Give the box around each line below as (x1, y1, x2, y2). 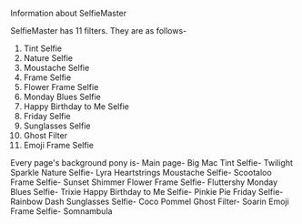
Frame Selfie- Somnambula (10, 206, 113, 217)
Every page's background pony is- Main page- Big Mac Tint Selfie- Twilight (10, 158, 294, 168)
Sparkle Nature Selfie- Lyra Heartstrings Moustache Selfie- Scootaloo (10, 168, 272, 178)
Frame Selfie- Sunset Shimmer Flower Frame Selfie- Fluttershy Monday (10, 177, 278, 188)
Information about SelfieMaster (10, 8, 127, 18)
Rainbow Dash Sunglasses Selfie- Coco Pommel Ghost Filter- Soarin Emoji (10, 196, 289, 207)
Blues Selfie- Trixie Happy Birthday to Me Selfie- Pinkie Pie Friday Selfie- (10, 187, 284, 197)
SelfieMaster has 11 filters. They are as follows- (10, 25, 187, 36)
